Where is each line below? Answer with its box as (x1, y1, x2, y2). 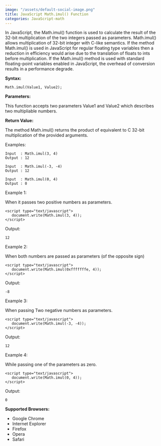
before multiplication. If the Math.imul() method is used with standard (5, 56, 144, 62)
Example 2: (5, 244, 28, 250)
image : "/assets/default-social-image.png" (5, 7, 95, 12)
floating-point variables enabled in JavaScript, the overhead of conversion (5, 61, 155, 67)
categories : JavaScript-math (5, 16, 65, 21)
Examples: (5, 142, 26, 148)
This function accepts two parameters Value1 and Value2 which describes (5, 103, 154, 109)
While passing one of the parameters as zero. (5, 361, 97, 367)
